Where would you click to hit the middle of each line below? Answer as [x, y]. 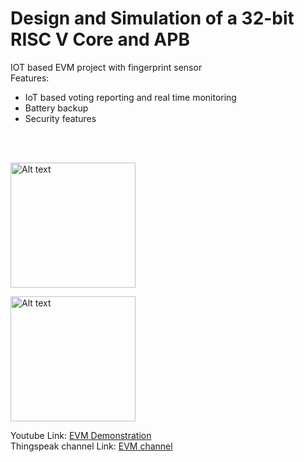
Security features [60, 118]
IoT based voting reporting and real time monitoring [130, 97]
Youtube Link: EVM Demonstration [81, 435]
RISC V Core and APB [100, 39]
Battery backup [56, 108]
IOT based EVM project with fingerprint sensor [106, 67]
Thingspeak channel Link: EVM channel [91, 446]
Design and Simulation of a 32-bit [152, 18]
